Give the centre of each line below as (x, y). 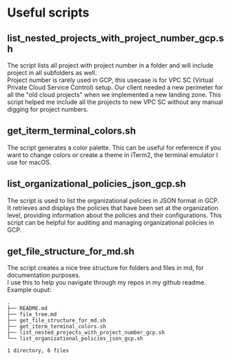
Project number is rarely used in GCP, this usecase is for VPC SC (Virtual (110, 80)
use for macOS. (29, 162)
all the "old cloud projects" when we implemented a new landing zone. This (114, 95)
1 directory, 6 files (38, 351)
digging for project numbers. (48, 109)
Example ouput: (29, 290)
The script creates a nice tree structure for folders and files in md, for (106, 268)
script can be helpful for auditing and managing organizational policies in (111, 223)
